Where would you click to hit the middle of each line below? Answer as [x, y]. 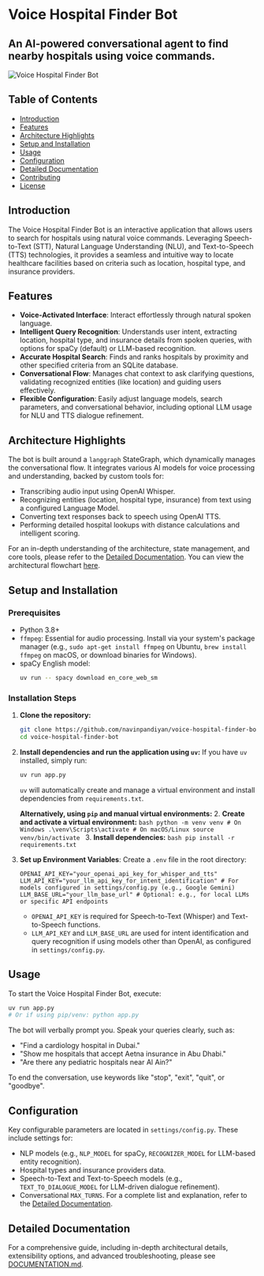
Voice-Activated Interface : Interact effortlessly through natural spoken [135, 315]
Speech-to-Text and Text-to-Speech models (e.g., [101, 1179]
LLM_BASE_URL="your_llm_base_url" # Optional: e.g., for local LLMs [134, 894]
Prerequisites [34, 613]
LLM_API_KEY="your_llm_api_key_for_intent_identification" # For [129, 881]
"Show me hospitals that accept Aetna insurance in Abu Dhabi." [123, 1054]
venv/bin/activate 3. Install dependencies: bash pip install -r [127, 837]
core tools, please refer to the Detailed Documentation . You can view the [126, 557]
